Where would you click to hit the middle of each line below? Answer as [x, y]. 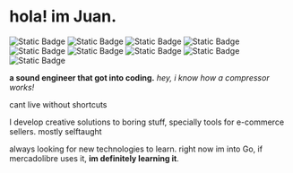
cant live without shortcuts [58, 104]
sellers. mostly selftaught [56, 131]
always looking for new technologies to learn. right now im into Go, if [136, 149]
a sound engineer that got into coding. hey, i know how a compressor [140, 77]
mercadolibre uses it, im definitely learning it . [94, 158]
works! [22, 87]
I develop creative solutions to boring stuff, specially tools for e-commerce [147, 122]
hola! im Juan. [63, 17]
